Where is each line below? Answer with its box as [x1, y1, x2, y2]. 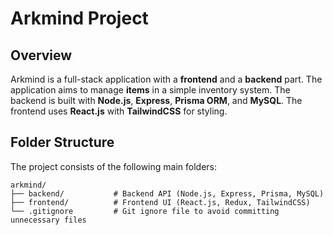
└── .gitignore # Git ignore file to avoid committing [10, 206, 280, 216]
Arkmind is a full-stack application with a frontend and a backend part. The [10, 73, 323, 85]
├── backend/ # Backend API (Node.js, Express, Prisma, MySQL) [10, 188, 325, 199]
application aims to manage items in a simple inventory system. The [10, 84, 291, 96]
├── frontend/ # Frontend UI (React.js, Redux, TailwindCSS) [10, 197, 311, 207]
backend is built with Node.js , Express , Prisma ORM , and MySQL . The [10, 95, 303, 106]
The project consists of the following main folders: [10, 160, 218, 172]
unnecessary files [10, 215, 87, 225]
